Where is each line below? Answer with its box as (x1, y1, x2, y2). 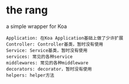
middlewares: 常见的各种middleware (6, 60, 89, 66)
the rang (6, 3, 48, 17)
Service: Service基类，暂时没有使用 (6, 47, 88, 53)
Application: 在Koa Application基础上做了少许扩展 (6, 35, 124, 41)
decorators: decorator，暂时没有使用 (6, 66, 92, 72)
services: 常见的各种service (6, 54, 73, 60)
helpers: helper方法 (6, 72, 55, 78)
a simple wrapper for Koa (6, 23, 67, 30)
